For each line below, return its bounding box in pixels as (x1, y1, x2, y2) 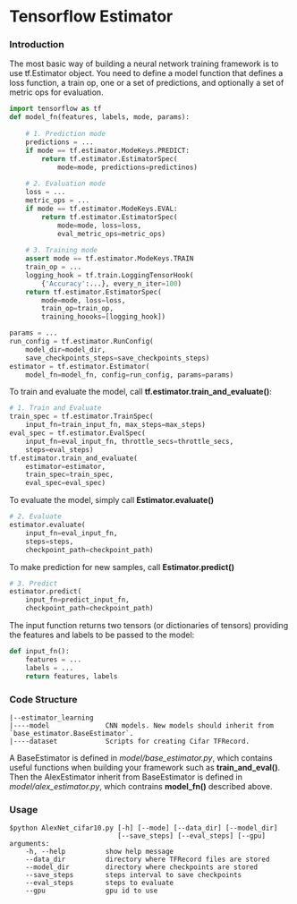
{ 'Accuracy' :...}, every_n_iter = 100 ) (41, 279, 182, 288)
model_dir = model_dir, (25, 345, 106, 354)
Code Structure (9, 693, 78, 705)
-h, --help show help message (25, 848, 174, 857)
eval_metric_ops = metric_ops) (56, 229, 166, 238)
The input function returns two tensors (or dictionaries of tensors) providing (9, 620, 289, 631)
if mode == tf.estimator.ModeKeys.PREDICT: (25, 146, 191, 155)
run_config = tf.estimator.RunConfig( (9, 337, 154, 346)
